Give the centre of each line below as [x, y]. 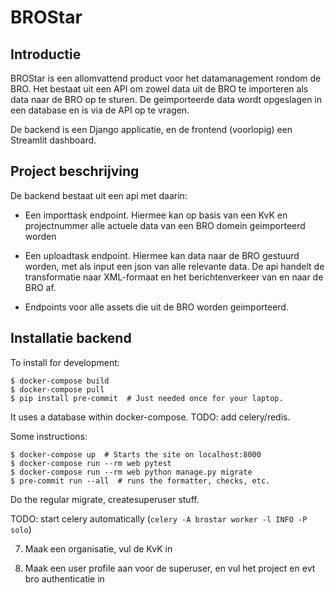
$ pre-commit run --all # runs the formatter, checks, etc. [140, 481]
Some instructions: [49, 436]
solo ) [21, 529]
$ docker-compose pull [57, 389]
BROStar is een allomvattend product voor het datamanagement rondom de [166, 78]
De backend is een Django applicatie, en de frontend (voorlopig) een [151, 129]
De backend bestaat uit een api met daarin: [99, 195]
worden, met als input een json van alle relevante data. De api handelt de [174, 266]
